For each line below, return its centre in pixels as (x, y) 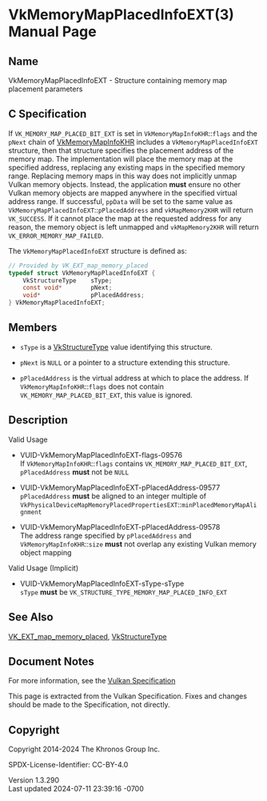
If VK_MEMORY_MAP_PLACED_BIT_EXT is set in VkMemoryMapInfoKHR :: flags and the (133, 133)
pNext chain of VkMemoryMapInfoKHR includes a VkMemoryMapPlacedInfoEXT (133, 142)
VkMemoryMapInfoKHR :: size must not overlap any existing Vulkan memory (138, 544)
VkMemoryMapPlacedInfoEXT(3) (121, 15)
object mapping (46, 552)
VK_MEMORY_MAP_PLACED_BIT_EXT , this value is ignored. (106, 394)
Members (33, 328)
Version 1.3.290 (34, 780)
